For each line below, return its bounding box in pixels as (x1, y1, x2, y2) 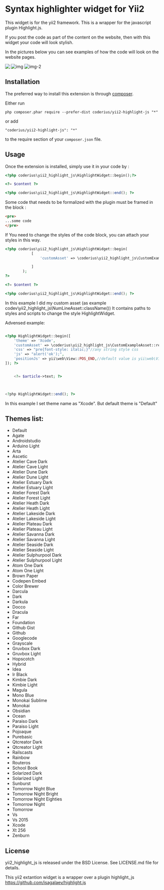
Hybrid (12, 661, 26, 667)
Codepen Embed (12, 578, 46, 584)
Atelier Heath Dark (12, 500, 50, 506)
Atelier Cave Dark (12, 458, 48, 465)
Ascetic (12, 454, 28, 459)
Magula (12, 687, 28, 693)
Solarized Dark (12, 770, 42, 776)
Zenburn (12, 832, 30, 839)
